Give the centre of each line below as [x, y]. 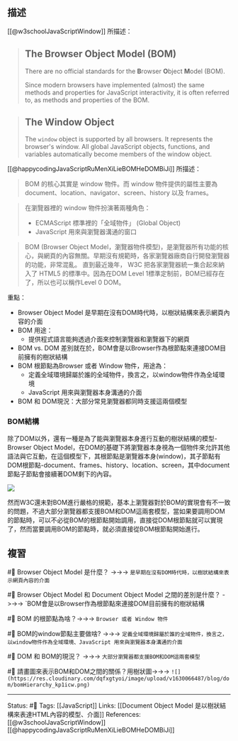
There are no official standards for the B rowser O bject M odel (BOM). [125, 71]
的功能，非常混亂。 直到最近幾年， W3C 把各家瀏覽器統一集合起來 [121, 265]
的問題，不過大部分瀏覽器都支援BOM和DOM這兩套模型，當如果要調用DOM [116, 511]
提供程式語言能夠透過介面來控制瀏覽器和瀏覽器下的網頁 [109, 339]
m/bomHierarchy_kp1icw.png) [49, 685]
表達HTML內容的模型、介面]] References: [80, 714]
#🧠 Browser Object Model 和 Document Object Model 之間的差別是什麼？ [114, 594]
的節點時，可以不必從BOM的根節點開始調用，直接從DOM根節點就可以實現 [115, 520]
